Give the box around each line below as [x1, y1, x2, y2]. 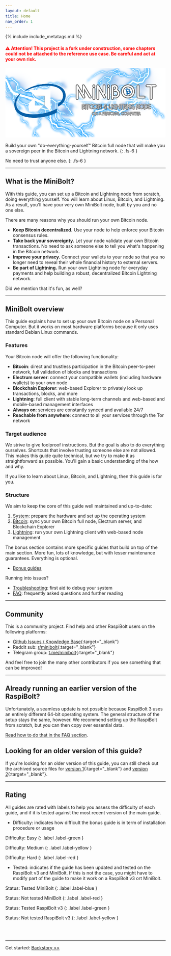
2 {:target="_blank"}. [5, 771, 48, 777]
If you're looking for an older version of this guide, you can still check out [5, 760, 159, 766]
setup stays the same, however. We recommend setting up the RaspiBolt [5, 716, 157, 723]
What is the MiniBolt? [5, 177, 75, 186]
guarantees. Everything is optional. [5, 555, 78, 562]
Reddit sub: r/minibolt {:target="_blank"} [12, 644, 96, 650]
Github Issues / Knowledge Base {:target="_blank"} [12, 639, 120, 645]
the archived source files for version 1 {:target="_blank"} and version [5, 765, 148, 772]
